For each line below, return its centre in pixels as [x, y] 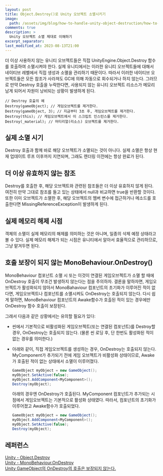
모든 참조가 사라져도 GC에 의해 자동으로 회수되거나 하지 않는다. [85, 78]
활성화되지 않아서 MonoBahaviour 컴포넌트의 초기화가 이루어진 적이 [86, 287]
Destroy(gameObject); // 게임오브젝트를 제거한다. [52, 106]
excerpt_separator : [25, 41]
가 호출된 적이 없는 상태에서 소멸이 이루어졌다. [56, 361]
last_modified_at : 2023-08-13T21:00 [42, 46]
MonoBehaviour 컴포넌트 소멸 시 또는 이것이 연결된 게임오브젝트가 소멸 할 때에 [80, 275]
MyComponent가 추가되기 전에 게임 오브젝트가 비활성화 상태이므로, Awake [83, 355]
